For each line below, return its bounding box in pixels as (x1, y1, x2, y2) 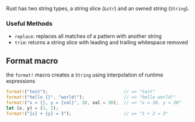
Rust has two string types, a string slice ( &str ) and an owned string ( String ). (6, 5, 190, 12)
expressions (6, 78, 36, 85)
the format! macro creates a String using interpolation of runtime (6, 71, 163, 78)
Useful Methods (6, 19, 53, 27)
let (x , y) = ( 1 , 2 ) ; (6, 105, 59, 111)
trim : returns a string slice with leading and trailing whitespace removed (14, 39, 189, 46)
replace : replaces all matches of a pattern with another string (14, 33, 162, 40)
